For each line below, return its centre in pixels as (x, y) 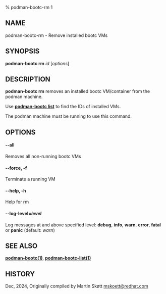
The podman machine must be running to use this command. (69, 116)
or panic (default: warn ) (30, 230)
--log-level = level (23, 214)
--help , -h (16, 190)
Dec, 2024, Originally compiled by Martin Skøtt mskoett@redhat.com (77, 286)
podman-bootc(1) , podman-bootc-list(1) (48, 258)
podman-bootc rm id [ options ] (37, 63)
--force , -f (16, 168)
